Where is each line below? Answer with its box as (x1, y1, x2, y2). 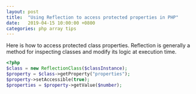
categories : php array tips (6, 25, 77, 32)
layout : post (6, 8, 39, 15)
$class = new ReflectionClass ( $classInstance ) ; (6, 65, 128, 72)
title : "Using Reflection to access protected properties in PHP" (6, 14, 179, 20)
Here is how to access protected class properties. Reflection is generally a (6, 42, 191, 49)
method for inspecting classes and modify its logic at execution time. (6, 48, 177, 56)
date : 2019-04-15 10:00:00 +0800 (6, 20, 96, 26)
